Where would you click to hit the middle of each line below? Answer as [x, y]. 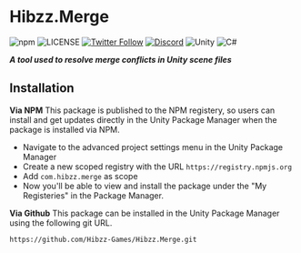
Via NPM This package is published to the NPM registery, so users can [142, 110]
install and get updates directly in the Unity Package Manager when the [143, 119]
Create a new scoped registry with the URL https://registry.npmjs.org [157, 167]
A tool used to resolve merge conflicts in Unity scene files [120, 59]
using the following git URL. [61, 223]
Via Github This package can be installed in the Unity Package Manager [145, 213]
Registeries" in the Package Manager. [93, 195]
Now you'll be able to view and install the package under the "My [145, 186]
